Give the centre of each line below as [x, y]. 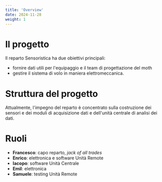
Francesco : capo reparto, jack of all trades [57, 153]
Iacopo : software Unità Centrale [46, 163]
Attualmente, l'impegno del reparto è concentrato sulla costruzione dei [78, 108]
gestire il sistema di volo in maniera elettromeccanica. [68, 73]
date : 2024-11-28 [23, 15]
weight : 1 [16, 19]
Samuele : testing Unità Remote [45, 174]
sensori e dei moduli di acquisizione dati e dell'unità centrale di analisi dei [81, 113]
